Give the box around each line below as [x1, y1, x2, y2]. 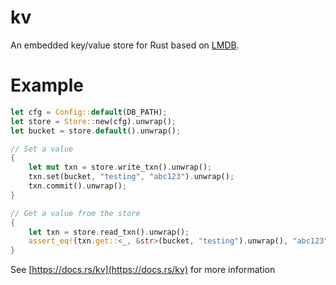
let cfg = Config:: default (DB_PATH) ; [10, 107, 168, 117]
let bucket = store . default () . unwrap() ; [10, 126, 182, 136]
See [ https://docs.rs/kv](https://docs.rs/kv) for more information [10, 264, 276, 276]
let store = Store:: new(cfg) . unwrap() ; [10, 116, 177, 126]
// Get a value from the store [10, 208, 141, 218]
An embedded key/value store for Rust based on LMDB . [10, 39, 240, 51]
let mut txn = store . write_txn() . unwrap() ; [28, 162, 213, 173]
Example [10, 74, 84, 97]
